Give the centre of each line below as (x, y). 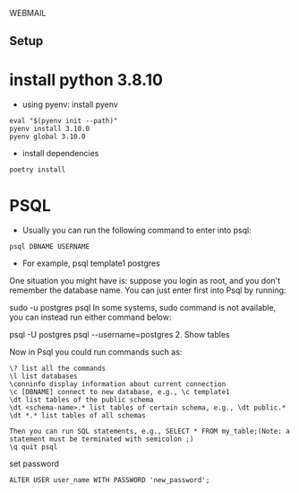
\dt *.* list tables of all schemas (77, 416)
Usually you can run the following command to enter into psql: (137, 230)
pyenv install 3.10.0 (50, 129)
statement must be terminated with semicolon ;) (102, 439)
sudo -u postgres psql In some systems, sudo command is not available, (143, 308)
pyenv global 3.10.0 (48, 137)
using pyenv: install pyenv (70, 105)
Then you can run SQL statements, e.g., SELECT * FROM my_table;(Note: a (150, 431)
